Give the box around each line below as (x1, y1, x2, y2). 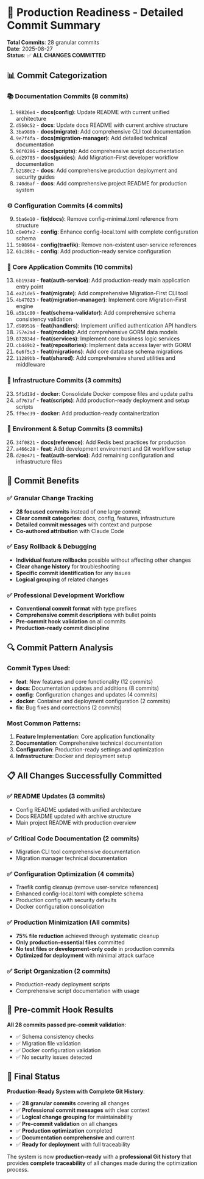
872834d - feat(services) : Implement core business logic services (15, 335, 180, 342)
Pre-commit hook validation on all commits (15, 618, 126, 625)
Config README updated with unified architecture (15, 806, 142, 813)
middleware (15, 361, 46, 368)
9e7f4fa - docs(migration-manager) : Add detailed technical (15, 134, 167, 142)
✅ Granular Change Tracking (7, 494, 94, 503)
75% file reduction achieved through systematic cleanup (15, 932, 160, 939)
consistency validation (15, 315, 72, 323)
